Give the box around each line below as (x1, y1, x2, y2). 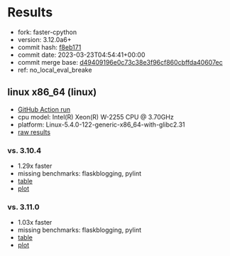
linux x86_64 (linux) (7, 86, 97, 98)
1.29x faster (17, 161, 53, 171)
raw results (17, 127, 51, 136)
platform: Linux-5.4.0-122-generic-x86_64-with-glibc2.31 (17, 120, 186, 129)
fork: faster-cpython (17, 28, 77, 36)
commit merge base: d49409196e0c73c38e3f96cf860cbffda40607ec (17, 58, 224, 66)
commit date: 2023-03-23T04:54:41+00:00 (17, 50, 146, 59)
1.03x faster (17, 218, 53, 227)
